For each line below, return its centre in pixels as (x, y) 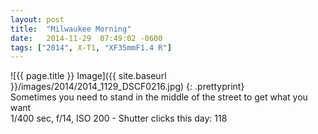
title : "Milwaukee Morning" (71, 29)
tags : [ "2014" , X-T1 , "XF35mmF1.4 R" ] (91, 47)
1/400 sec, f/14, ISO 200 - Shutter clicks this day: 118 (119, 118)
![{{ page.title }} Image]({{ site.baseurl (88, 76)
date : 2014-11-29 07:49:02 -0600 (86, 38)
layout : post (37, 19)
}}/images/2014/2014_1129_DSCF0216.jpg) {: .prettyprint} (127, 87)
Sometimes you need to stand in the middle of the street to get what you (159, 97)
